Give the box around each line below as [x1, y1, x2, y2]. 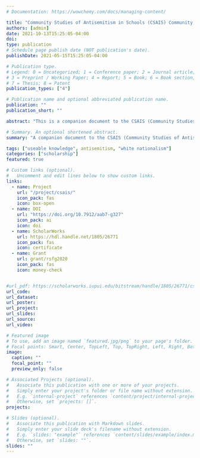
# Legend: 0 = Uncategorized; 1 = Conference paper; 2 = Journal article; [6, 69, 196, 75]
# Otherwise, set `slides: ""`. [6, 437, 92, 443]
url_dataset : [6, 294, 39, 300]
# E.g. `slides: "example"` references [6, 432, 111, 438]
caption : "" [11, 355, 42, 361]
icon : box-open [17, 200, 55, 206]
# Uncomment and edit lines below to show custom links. [6, 173, 156, 179]
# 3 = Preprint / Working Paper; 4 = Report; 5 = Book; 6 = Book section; [6, 75, 196, 81]
